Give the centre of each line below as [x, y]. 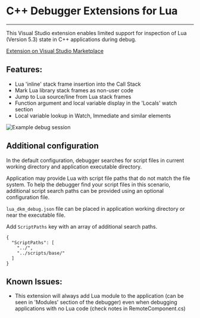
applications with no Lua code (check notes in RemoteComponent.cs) [100, 308]
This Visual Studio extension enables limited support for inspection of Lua [96, 33]
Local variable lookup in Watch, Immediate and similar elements [93, 116]
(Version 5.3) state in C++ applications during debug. [71, 39]
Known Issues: [34, 281]
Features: [24, 70]
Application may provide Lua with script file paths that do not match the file [98, 178]
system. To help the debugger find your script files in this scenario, [88, 184]
